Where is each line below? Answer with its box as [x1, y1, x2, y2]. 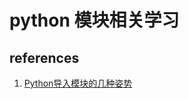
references [9, 49, 80, 66]
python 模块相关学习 [9, 9, 180, 32]
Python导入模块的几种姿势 [23, 77, 133, 89]
